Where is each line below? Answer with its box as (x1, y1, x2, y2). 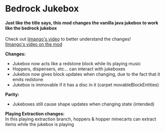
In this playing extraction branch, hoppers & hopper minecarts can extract (5, 116, 157, 122)
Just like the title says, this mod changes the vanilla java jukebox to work (5, 19, 159, 25)
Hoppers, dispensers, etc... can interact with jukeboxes (12, 66, 126, 72)
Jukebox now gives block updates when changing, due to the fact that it (12, 71, 161, 77)
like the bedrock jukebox (5, 25, 57, 31)
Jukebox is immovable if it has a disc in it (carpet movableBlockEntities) (12, 82, 159, 88)
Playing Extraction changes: (5, 111, 65, 117)
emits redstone (12, 77, 43, 83)
